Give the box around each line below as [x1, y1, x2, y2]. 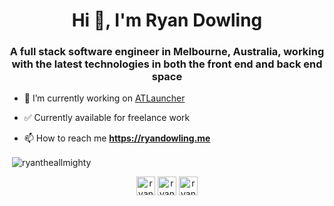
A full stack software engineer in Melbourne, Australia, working [9, 45, 325, 59]
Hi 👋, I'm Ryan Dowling [71, 9, 263, 32]
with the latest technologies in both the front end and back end [11, 57, 323, 71]
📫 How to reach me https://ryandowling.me [23, 132, 211, 144]
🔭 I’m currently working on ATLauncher [23, 92, 186, 104]
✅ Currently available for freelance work [23, 112, 191, 124]
